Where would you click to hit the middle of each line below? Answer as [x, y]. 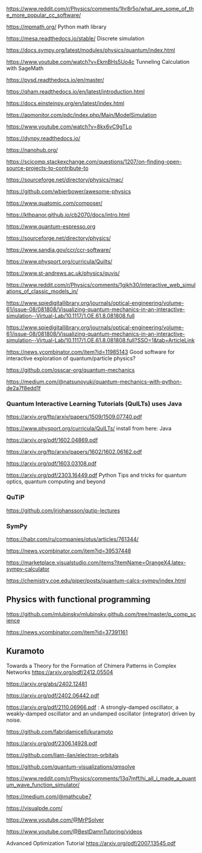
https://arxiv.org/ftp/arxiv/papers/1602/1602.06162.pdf [74, 452]
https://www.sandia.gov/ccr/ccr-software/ [58, 250]
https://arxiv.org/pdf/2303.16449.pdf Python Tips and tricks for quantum [96, 475]
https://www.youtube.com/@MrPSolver [55, 820]
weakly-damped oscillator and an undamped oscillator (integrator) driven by [101, 713]
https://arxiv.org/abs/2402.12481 [47, 684]
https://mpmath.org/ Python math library [56, 27]
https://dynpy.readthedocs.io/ [43, 138]
